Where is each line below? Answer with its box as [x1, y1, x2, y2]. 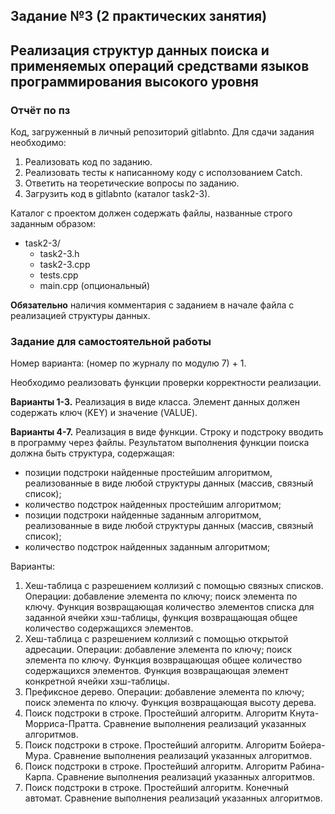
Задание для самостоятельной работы [10, 335, 212, 348]
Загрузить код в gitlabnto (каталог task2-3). [24, 188, 211, 200]
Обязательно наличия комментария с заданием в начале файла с [10, 299, 295, 311]
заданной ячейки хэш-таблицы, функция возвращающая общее [24, 612, 298, 624]
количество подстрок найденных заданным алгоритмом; [24, 541, 271, 553]
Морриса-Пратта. [24, 718, 102, 730]
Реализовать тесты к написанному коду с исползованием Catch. [24, 167, 303, 179]
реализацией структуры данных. [10, 310, 151, 322]
